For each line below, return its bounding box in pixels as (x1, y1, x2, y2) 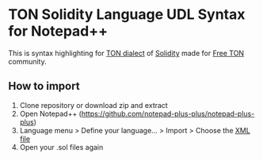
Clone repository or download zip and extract (19, 100, 168, 110)
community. (8, 57, 47, 66)
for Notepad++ (8, 22, 109, 40)
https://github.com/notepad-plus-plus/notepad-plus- (81, 109, 255, 118)
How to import (8, 80, 81, 93)
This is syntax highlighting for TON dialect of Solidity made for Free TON (8, 48, 244, 58)
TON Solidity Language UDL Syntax (8, 6, 246, 24)
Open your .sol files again (19, 142, 104, 151)
